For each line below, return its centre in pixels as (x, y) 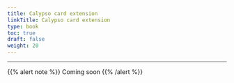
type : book (23, 26)
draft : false (26, 39)
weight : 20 (23, 46)
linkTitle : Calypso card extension (59, 20)
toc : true (22, 33)
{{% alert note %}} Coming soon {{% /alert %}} (75, 72)
